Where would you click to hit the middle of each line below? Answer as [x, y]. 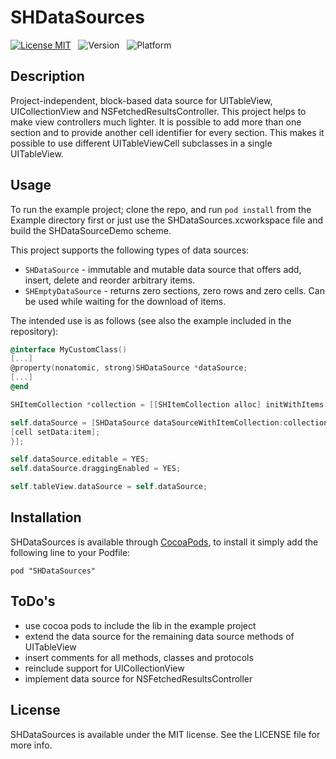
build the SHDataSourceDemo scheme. [91, 230]
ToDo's [33, 601]
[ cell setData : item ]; [55, 432]
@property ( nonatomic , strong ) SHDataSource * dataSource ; [129, 368]
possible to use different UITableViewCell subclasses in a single [141, 143]
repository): [34, 331]
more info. [31, 745]
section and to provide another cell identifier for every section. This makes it [167, 132]
